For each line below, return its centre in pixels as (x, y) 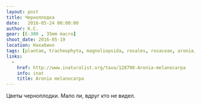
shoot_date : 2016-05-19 (36, 40)
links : (14, 56)
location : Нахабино (31, 46)
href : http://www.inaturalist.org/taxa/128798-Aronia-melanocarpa (101, 67)
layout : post (22, 12)
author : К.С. (22, 28)
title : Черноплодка (31, 17)
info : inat (31, 73)
